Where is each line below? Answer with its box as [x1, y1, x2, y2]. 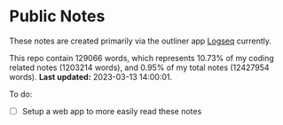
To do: [9, 89, 33, 99]
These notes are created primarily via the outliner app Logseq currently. [9, 35, 272, 46]
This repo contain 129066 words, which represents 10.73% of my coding [9, 52, 275, 63]
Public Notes [9, 6, 106, 27]
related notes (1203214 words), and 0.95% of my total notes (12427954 [9, 62, 270, 73]
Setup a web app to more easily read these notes [21, 105, 202, 116]
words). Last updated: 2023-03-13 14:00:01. [9, 71, 173, 82]
